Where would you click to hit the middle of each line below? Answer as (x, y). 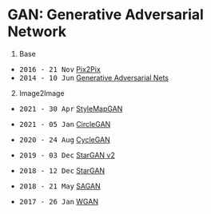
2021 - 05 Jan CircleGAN (65, 124)
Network (37, 32)
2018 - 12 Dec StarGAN (62, 170)
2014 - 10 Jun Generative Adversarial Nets (94, 77)
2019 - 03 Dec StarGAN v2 (67, 155)
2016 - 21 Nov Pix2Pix (60, 69)
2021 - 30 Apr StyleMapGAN (71, 109)
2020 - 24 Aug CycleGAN (65, 139)
